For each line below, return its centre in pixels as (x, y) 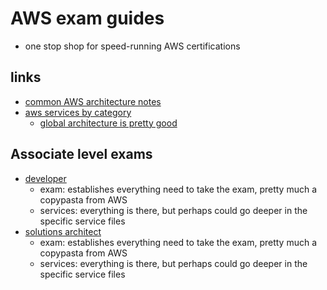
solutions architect (63, 231)
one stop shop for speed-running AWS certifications (132, 46)
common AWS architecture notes (93, 101)
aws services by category (78, 112)
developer (45, 178)
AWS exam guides (87, 18)
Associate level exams (81, 154)
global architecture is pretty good (108, 123)
